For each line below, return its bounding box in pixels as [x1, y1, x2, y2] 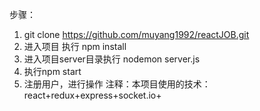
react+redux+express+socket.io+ [23, 89, 162, 101]
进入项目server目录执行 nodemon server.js [23, 53, 201, 65]
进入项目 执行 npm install [23, 41, 127, 52]
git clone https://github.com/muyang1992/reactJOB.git [23, 29, 250, 40]
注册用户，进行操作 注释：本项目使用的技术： [23, 78, 211, 90]
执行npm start [23, 66, 82, 77]
